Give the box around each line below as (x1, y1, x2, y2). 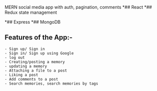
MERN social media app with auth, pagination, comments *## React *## (4, 4, 152, 10)
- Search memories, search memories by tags (4, 81, 98, 86)
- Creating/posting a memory (4, 59, 65, 64)
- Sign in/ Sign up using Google (4, 50, 74, 56)
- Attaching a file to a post (4, 68, 68, 73)
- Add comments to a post (4, 77, 58, 82)
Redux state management (4, 9, 58, 15)
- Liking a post (4, 72, 38, 77)
